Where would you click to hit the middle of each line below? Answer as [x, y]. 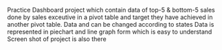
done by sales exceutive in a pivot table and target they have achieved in [110, 17]
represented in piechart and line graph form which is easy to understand [110, 32]
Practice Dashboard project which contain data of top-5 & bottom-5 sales [111, 10]
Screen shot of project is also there [57, 39]
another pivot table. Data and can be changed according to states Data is [111, 24]
